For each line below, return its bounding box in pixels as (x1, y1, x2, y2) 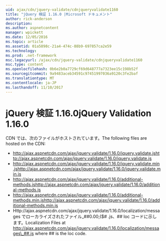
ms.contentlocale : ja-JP (5, 80, 57, 85)
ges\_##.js (12, 231, 34, 237)
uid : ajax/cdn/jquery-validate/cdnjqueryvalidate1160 (5, 7, 119, 12)
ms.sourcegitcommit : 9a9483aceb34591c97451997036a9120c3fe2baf (5, 71, 138, 76)
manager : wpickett (5, 30, 43, 35)
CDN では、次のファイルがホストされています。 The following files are (5, 135, 147, 141)
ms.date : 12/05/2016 (5, 35, 48, 40)
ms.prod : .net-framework (5, 53, 57, 58)
